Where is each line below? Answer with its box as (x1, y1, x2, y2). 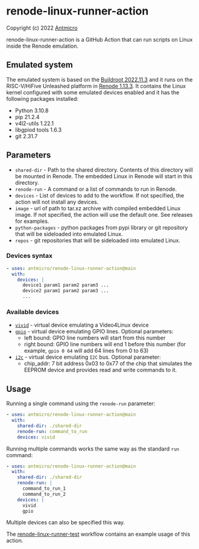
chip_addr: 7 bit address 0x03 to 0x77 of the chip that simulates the (24, 360, 192, 367)
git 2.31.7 (14, 132, 38, 140)
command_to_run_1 (22, 486, 66, 492)
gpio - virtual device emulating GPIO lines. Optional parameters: (14, 328, 174, 335)
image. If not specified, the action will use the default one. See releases (14, 211, 193, 218)
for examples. (14, 217, 49, 225)
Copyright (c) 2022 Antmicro (6, 24, 78, 31)
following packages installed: (6, 95, 79, 102)
